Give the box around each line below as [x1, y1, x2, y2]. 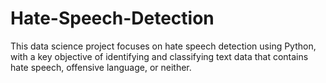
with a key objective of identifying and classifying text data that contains [10, 50, 309, 62]
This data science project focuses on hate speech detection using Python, [10, 40, 317, 52]
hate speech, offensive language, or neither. [10, 61, 192, 73]
